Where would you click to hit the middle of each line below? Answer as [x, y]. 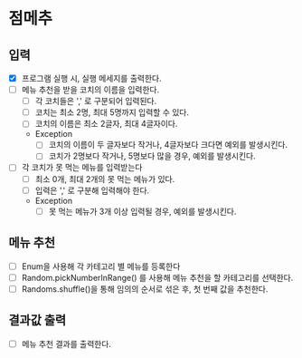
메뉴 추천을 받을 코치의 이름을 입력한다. [90, 90]
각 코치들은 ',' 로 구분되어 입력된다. [96, 102]
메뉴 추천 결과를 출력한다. [66, 343]
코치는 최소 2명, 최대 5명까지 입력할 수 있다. [112, 112]
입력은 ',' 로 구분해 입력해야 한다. [92, 190]
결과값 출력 [38, 320]
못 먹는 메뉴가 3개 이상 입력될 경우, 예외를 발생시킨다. [142, 211]
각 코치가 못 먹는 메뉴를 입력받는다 [82, 168]
